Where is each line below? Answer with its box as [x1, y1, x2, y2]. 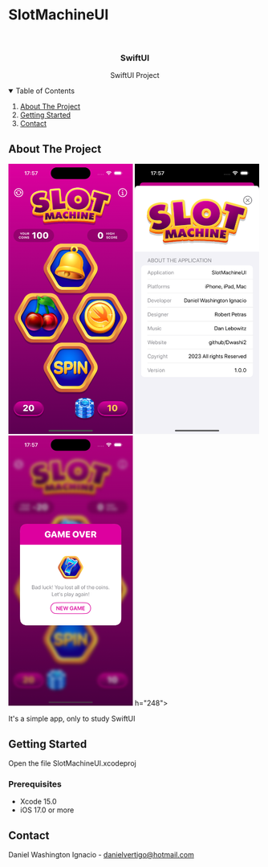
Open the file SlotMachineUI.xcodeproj [8, 758, 136, 768]
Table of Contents [15, 86, 75, 96]
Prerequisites [8, 778, 62, 789]
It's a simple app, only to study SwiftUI [8, 714, 136, 724]
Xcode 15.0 [19, 797, 58, 807]
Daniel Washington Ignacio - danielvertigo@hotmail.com [8, 850, 194, 860]
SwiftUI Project [110, 71, 160, 80]
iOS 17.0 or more [19, 805, 75, 815]
